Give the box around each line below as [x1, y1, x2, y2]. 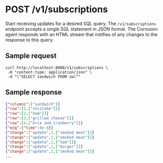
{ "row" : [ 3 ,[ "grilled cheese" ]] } [5, 116, 74, 121]
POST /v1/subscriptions [5, 4, 108, 15]
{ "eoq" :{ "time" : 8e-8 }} [5, 125, 53, 130]
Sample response [5, 88, 62, 97]
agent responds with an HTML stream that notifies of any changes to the [5, 31, 158, 37]
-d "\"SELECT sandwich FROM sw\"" [7, 74, 81, 79]
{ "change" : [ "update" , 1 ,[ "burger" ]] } [5, 144, 83, 149]
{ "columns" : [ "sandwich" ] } [5, 101, 60, 107]
